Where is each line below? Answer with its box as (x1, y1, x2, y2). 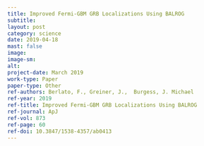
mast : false (7, 43, 42, 50)
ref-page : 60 (7, 121, 46, 128)
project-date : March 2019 (7, 69, 83, 76)
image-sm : (7, 56, 37, 63)
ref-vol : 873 (7, 114, 46, 121)
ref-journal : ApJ (7, 108, 59, 115)
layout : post (7, 23, 46, 30)
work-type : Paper (7, 75, 59, 83)
